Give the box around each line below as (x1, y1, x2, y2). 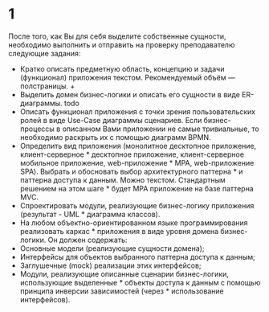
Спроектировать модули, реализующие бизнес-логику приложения (19, 200, 255, 210)
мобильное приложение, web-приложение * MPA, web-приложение (19, 158, 255, 167)
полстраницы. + (19, 81, 75, 91)
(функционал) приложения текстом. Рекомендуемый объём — (19, 72, 235, 82)
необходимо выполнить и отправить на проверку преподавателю (8, 39, 235, 49)
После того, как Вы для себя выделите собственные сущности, (8, 31, 226, 41)
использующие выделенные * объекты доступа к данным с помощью (19, 277, 261, 287)
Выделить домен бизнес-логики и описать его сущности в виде (19, 89, 241, 99)
